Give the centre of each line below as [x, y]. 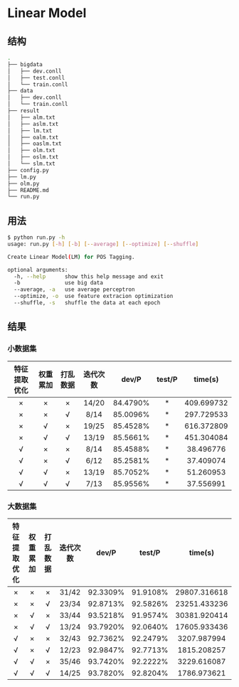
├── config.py [28, 170]
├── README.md [28, 190]
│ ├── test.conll [36, 78]
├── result [23, 111]
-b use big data [58, 283]
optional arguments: [38, 270]
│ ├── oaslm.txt [34, 144]
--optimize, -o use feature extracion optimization [94, 297]
